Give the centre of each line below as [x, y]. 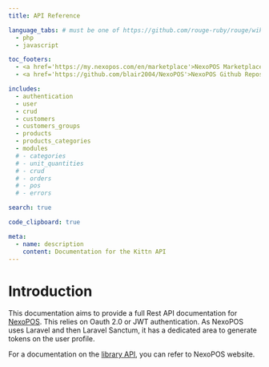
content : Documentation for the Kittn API [94, 252]
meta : [17, 236]
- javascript [37, 45]
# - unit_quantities [50, 163]
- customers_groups [48, 126]
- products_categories [53, 141]
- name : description [50, 244]
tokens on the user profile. [52, 339]
